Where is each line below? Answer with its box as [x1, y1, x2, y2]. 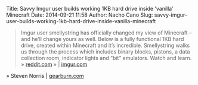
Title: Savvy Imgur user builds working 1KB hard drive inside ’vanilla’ [6, 5, 174, 12]
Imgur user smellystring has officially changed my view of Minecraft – [20, 29, 192, 36]
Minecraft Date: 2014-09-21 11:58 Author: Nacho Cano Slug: [6, 11, 153, 18]
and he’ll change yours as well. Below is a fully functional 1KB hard [20, 36, 184, 42]
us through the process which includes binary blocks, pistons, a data [20, 48, 190, 55]
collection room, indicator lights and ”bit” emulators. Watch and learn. [20, 55, 192, 61]
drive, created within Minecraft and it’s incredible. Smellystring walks [20, 42, 190, 49]
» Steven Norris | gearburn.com [6, 73, 85, 79]
